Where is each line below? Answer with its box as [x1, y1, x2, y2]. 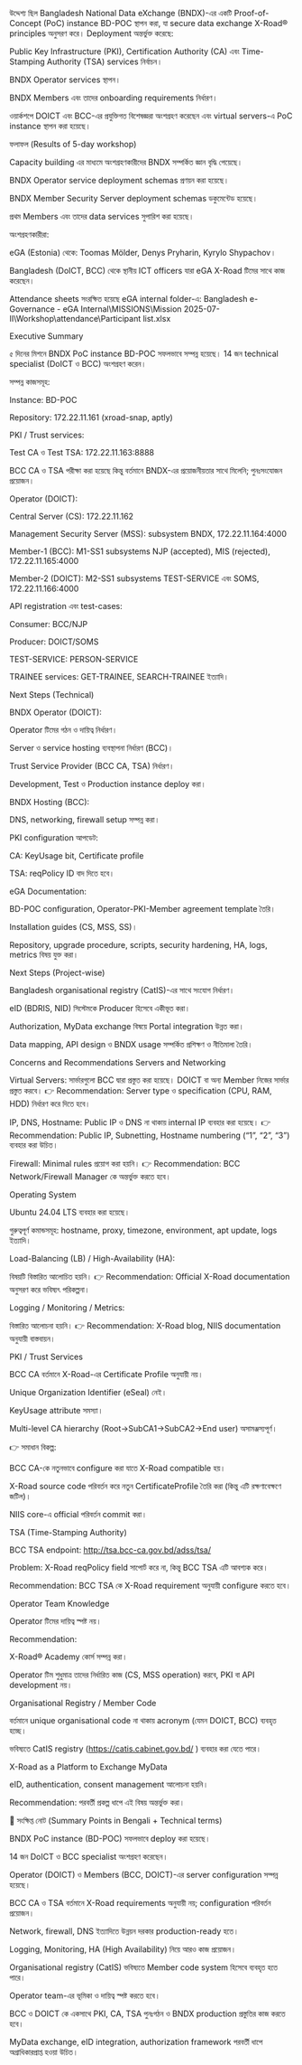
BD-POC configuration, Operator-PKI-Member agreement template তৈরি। [9, 904, 277, 914]
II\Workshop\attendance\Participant [9, 314, 142, 324]
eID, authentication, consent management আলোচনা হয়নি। [9, 1779, 209, 1789]
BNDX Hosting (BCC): [9, 797, 90, 807]
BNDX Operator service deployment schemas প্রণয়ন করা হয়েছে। [9, 175, 230, 185]
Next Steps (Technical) [9, 690, 95, 699]
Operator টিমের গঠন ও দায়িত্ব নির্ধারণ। [9, 725, 118, 735]
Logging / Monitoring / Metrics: [9, 1302, 125, 1313]
